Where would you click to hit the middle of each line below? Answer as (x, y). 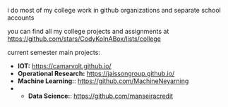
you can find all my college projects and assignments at (88, 31)
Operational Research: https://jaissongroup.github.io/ (96, 74)
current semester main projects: (54, 52)
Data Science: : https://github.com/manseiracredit (101, 96)
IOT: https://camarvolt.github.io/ (64, 66)
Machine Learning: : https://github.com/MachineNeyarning (103, 81)
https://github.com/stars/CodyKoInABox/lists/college (84, 39)
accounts (21, 18)
